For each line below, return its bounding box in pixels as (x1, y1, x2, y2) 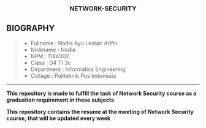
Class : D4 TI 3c (30, 59, 72, 66)
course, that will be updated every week (6, 115, 111, 122)
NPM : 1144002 (30, 52, 69, 59)
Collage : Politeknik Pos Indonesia (30, 72, 116, 79)
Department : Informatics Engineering (30, 66, 126, 73)
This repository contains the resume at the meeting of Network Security (6, 108, 194, 115)
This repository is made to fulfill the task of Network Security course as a (6, 89, 197, 97)
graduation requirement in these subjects (6, 96, 115, 104)
